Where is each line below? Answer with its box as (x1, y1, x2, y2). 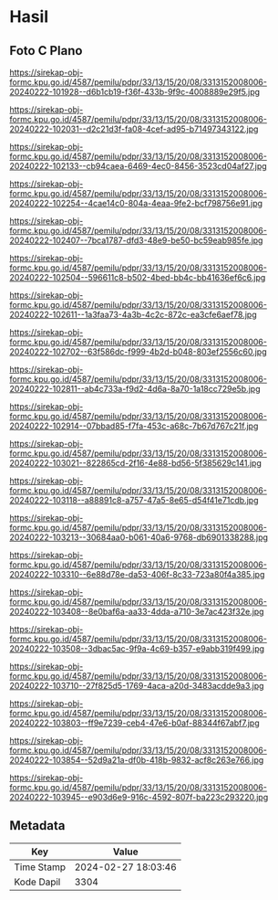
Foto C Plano (9, 43, 83, 58)
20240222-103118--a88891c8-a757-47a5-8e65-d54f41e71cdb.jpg (9, 495, 259, 505)
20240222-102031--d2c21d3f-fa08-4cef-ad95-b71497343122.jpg (9, 123, 259, 134)
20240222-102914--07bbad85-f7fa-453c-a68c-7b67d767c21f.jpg (9, 420, 259, 431)
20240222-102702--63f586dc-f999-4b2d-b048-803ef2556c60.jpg (9, 346, 267, 357)
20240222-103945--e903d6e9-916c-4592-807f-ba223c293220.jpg (9, 792, 269, 802)
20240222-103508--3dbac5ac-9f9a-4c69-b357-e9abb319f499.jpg (9, 643, 265, 654)
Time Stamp (14, 861, 67, 874)
